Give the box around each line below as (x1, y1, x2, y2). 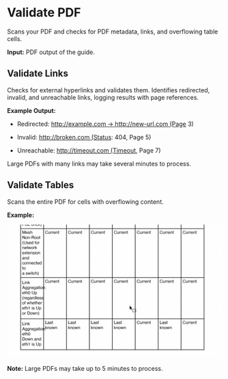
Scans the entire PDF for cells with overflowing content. (7, 197, 164, 206)
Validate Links (7, 68, 68, 79)
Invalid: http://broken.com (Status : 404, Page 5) (16, 133, 152, 141)
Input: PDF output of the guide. (7, 48, 96, 56)
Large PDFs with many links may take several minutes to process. (7, 159, 191, 168)
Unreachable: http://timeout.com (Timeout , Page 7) (16, 146, 162, 155)
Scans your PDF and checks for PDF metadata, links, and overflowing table (7, 27, 218, 36)
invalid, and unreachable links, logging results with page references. (7, 93, 199, 101)
